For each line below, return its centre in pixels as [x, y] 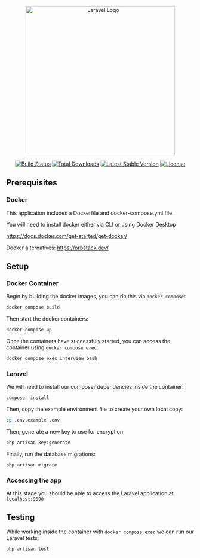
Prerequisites [32, 183]
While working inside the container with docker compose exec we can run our [100, 532]
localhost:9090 [25, 499]
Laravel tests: [23, 538]
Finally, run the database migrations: [51, 454]
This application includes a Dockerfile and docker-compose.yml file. [90, 213]
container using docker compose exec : [52, 347]
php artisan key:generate [38, 443]
